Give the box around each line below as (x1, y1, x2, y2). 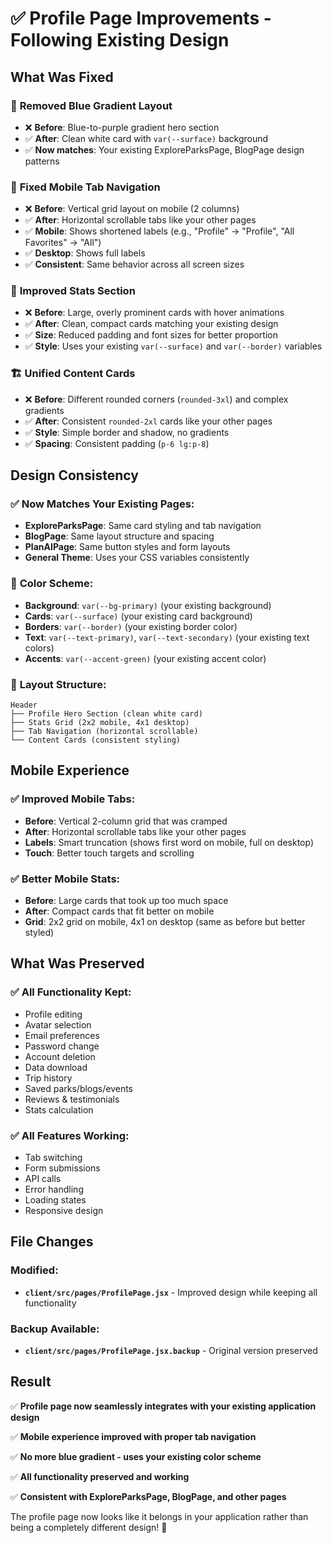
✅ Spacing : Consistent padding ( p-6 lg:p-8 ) (24, 437, 210, 449)
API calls (24, 1173, 62, 1185)
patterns (24, 155, 60, 167)
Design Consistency (10, 467, 139, 484)
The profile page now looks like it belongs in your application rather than (10, 1510, 309, 1522)
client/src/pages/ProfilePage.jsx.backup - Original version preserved (24, 1345, 318, 1356)
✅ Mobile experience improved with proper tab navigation (10, 1430, 257, 1442)
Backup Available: (10, 1322, 100, 1336)
